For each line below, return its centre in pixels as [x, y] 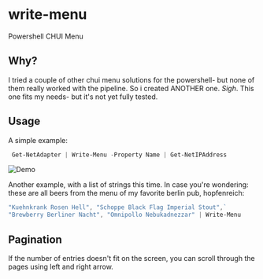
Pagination [35, 239]
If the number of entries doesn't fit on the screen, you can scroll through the [131, 258]
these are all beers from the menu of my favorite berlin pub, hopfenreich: [126, 193]
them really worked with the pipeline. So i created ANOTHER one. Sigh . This [131, 88]
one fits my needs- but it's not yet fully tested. [83, 97]
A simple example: [38, 140]
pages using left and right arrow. [61, 266]
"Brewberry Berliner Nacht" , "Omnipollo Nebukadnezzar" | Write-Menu [125, 215]
